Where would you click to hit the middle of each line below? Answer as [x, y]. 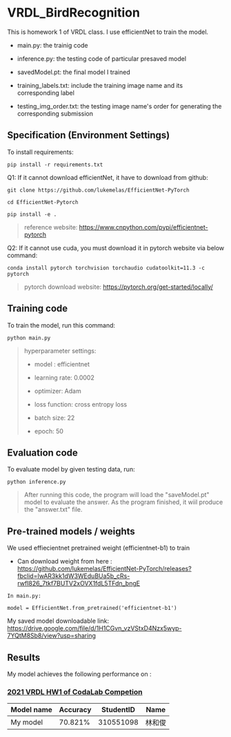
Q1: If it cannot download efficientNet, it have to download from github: [108, 177]
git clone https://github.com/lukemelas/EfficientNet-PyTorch [98, 190]
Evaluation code [42, 453]
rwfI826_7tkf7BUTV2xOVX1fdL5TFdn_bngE [78, 584]
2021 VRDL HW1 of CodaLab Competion [75, 691]
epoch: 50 [49, 431]
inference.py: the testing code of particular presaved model [102, 58]
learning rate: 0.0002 [64, 377]
